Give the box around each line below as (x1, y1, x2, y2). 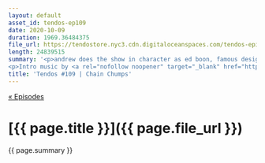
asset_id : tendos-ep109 (8, 19, 87, 27)
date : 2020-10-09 (8, 26, 65, 34)
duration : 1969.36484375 (8, 33, 90, 42)
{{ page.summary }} (8, 145, 73, 154)
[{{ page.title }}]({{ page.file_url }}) (8, 119, 243, 137)
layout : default (8, 11, 62, 20)
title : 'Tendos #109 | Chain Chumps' (8, 70, 132, 78)
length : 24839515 (8, 48, 65, 56)
